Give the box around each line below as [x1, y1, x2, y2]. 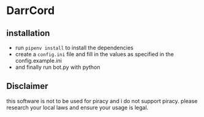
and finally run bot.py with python [15, 63, 100, 71]
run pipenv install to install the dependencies [15, 44, 134, 51]
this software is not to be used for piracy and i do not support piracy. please [6, 97, 198, 104]
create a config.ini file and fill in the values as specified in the [15, 51, 174, 58]
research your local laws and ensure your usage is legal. [6, 104, 149, 111]
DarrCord [6, 4, 55, 18]
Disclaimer [6, 81, 48, 91]
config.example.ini [15, 57, 62, 64]
